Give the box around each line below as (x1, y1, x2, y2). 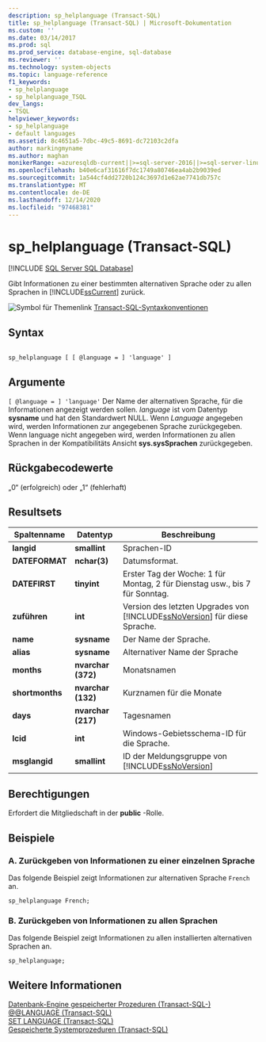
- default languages (8, 129, 77, 137)
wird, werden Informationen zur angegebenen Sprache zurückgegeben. (8, 421, 243, 431)
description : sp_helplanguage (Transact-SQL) (8, 11, 161, 20)
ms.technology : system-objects (8, 63, 112, 71)
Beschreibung (161, 529, 216, 540)
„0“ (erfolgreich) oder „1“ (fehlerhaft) (8, 482, 127, 492)
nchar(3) (74, 555, 109, 566)
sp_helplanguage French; (8, 897, 90, 905)
